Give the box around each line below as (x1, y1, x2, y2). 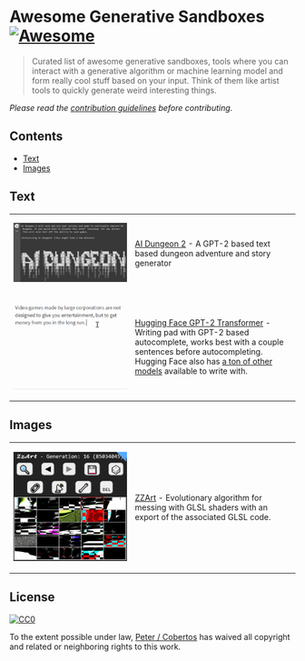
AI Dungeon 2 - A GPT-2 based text (134, 238, 271, 249)
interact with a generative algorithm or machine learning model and (31, 65, 283, 76)
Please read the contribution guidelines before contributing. (9, 102, 233, 113)
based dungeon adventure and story (134, 248, 271, 259)
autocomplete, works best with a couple (134, 336, 284, 347)
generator (134, 257, 172, 269)
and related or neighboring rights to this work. (9, 641, 182, 652)
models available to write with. (134, 366, 248, 376)
